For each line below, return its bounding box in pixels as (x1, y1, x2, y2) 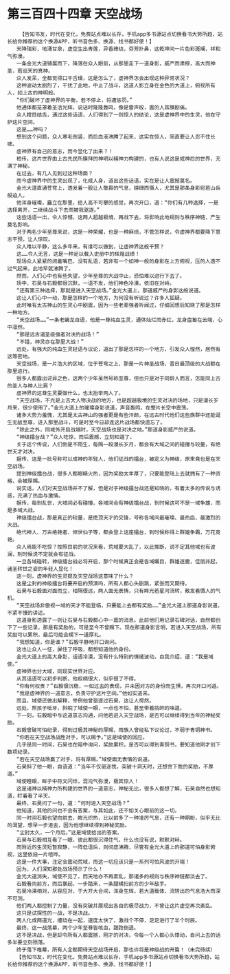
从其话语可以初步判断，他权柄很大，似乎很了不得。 (16, 675, 139, 682)
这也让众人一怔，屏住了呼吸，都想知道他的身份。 (16, 646, 134, 653)
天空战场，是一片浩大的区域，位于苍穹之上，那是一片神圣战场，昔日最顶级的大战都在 (16, 360, 221, 367)
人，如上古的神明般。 (7, 89, 58, 97)
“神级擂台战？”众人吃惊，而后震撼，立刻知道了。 (16, 434, 135, 440)
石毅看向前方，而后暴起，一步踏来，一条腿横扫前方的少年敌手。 (16, 880, 170, 887)
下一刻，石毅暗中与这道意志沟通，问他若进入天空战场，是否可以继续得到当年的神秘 (16, 711, 216, 719)
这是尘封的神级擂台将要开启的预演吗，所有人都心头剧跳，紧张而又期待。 (16, 580, 190, 587)
